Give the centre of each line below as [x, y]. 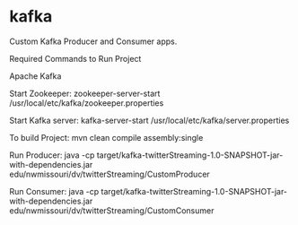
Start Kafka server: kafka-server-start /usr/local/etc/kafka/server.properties [149, 120]
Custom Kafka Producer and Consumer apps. [93, 41]
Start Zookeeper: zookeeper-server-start [85, 93]
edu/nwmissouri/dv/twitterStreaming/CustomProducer [110, 174]
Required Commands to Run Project [75, 58]
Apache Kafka [35, 76]
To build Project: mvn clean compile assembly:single [106, 137]
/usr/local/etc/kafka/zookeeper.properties [87, 103]
